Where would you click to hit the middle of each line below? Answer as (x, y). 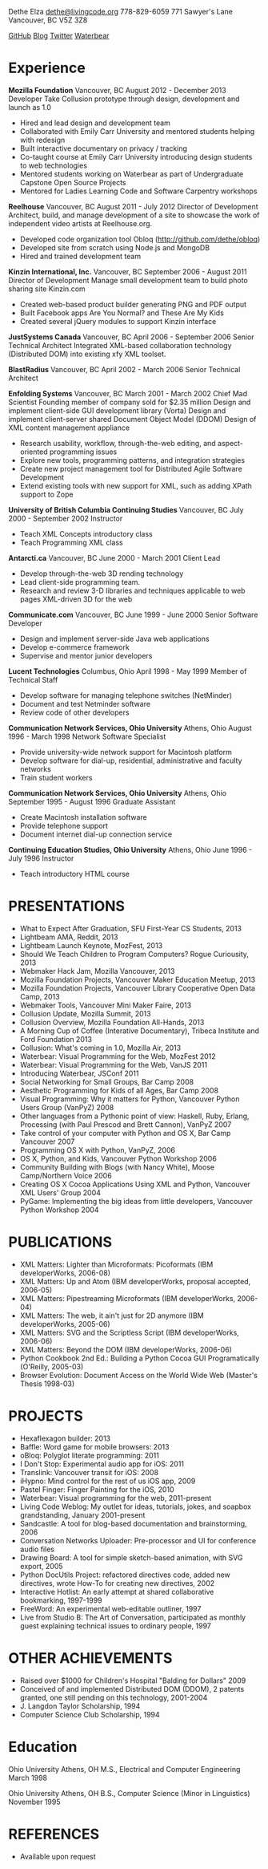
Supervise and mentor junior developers (86, 655)
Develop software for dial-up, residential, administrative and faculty (131, 760)
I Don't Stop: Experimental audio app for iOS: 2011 (102, 1464)
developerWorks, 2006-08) (65, 1273)
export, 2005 (41, 1566)
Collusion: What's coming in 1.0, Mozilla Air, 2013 (100, 1048)
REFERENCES (54, 1834)
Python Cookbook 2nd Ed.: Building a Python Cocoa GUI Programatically (140, 1358)
